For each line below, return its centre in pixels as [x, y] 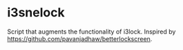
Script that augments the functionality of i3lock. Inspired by [91, 32]
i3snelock [36, 13]
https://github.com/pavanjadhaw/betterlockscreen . [80, 38]
